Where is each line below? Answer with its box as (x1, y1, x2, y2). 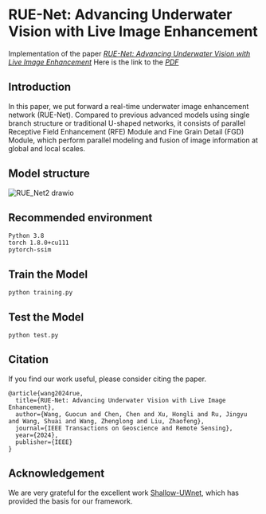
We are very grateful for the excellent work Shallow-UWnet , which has (8, 488, 240, 497)
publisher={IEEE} (15, 438, 73, 446)
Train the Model (8, 267, 88, 281)
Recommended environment (8, 211, 153, 224)
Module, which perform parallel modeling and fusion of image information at (8, 135, 259, 145)
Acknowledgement (8, 467, 105, 481)
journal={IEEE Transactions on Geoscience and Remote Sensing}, (15, 424, 233, 432)
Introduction (8, 80, 72, 94)
